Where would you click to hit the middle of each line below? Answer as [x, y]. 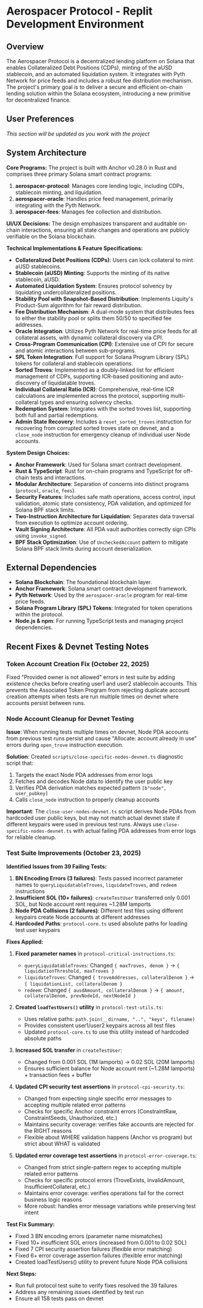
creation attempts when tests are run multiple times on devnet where [92, 697]
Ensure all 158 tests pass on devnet [59, 1298]
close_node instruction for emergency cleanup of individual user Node [102, 434]
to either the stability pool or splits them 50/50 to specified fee [93, 318]
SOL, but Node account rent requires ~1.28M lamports [83, 904]
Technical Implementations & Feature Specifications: [74, 248]
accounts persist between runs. [46, 703]
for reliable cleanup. [31, 837]
